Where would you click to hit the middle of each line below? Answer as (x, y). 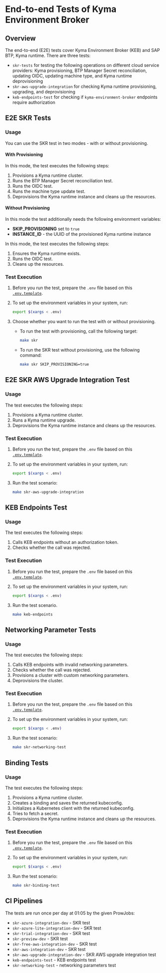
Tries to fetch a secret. (35, 813)
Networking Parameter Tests (51, 630)
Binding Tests (27, 763)
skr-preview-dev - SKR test (40, 939)
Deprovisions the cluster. (38, 681)
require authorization (34, 102)
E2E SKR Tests (28, 118)
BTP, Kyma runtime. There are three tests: (48, 55)
